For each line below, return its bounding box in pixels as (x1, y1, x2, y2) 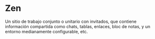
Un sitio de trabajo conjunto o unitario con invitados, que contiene (5, 19, 137, 24)
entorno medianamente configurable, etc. (5, 29, 88, 34)
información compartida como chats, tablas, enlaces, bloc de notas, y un (5, 23, 151, 29)
